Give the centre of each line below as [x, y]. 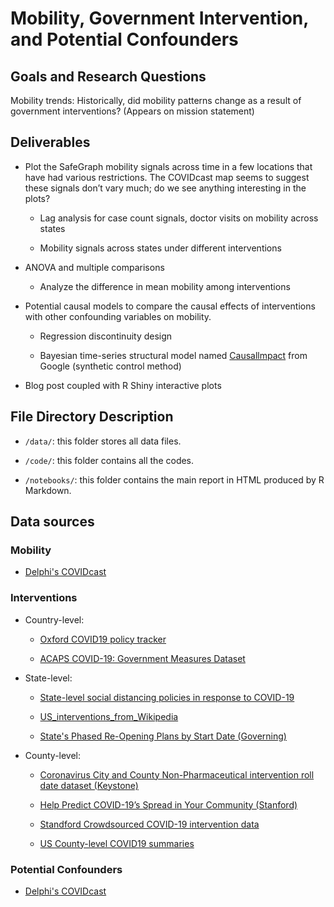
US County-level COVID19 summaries [117, 843]
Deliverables [50, 142]
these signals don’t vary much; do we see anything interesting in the [165, 188]
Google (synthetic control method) [110, 366]
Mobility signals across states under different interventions [160, 248]
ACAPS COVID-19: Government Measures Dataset [142, 658]
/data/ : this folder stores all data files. [103, 441]
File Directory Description [92, 417]
